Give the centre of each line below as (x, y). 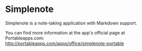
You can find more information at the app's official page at (65, 32)
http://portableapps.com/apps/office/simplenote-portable (64, 43)
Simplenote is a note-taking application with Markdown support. (71, 23)
